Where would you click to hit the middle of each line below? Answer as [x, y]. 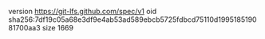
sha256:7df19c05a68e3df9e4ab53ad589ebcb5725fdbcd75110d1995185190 [132, 19]
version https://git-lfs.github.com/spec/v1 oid [83, 11]
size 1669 [58, 28]
